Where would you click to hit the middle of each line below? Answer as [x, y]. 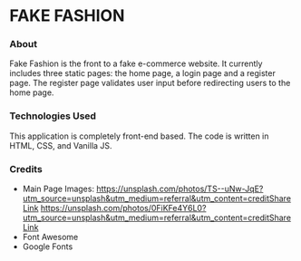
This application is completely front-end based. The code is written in [139, 136]
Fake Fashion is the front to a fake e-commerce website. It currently [136, 63]
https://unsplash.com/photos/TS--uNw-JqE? [180, 189]
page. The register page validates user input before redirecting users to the [150, 83]
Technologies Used [53, 116]
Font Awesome [50, 237]
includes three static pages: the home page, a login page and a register [143, 73]
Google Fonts [48, 246]
